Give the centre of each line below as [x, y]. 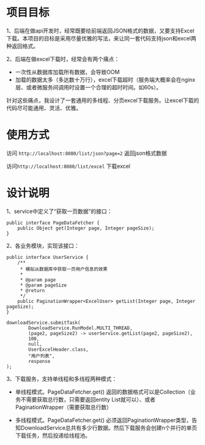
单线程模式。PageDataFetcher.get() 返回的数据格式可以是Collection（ [103, 392]
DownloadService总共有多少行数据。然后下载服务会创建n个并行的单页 [109, 428]
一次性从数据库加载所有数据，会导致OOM [67, 72]
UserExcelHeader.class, [58, 350]
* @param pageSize [43, 285]
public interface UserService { [47, 257]
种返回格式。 [22, 46]
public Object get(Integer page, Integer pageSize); [86, 228]
